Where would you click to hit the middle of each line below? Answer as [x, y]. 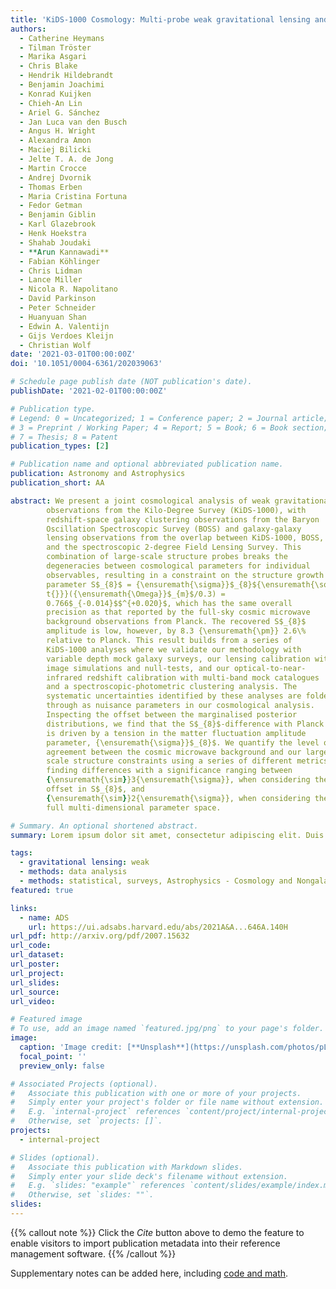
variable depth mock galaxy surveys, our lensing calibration [178, 659]
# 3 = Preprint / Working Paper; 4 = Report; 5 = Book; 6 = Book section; [169, 427]
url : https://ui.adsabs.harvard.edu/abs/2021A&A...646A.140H [158, 927]
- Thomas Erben [51, 187]
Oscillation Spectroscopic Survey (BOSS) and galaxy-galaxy [174, 529]
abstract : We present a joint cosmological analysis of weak [140, 501]
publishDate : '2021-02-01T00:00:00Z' [89, 391]
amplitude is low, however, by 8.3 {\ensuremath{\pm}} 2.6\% [176, 631]
